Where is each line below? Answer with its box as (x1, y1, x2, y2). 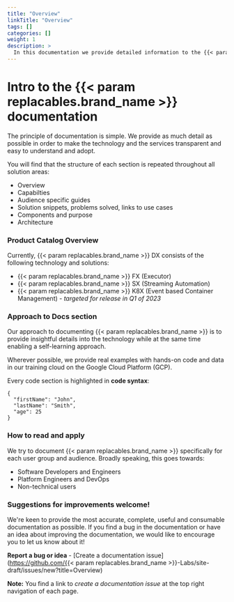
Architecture (17, 217, 54, 226)
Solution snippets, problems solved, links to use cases (17, 203, 173, 211)
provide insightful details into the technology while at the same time (7, 335, 201, 344)
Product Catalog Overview (7, 235, 99, 245)
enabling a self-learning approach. (7, 342, 107, 350)
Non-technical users (17, 482, 77, 491)
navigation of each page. (7, 587, 79, 595)
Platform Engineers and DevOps (17, 474, 110, 483)
